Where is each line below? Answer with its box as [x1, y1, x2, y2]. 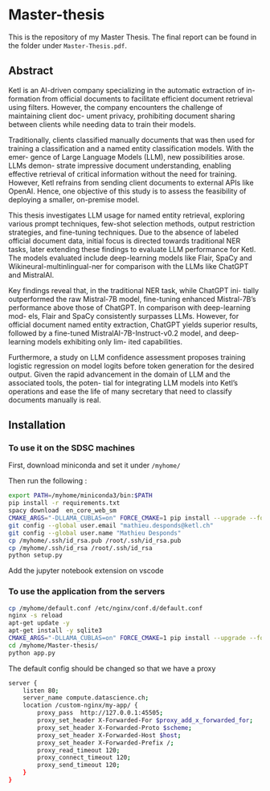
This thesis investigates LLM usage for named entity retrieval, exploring [8, 210, 245, 220]
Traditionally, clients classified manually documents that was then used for [8, 135, 256, 145]
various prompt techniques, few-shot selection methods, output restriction [8, 218, 256, 228]
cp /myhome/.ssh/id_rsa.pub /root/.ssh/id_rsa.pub [8, 536, 182, 544]
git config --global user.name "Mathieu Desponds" [8, 528, 182, 537]
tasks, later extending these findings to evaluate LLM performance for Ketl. [8, 244, 256, 254]
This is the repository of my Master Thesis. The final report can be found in [8, 32, 257, 42]
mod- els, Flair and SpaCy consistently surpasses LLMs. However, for [8, 311, 239, 320]
